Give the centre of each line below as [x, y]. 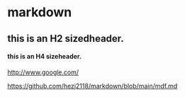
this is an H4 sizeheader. [44, 57]
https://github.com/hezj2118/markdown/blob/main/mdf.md [92, 86]
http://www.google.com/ [43, 72]
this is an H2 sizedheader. [66, 39]
